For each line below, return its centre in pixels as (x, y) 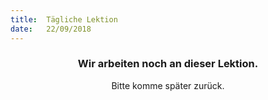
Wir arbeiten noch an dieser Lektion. (168, 64)
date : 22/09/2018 (51, 29)
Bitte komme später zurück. (168, 85)
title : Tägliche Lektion (64, 19)
